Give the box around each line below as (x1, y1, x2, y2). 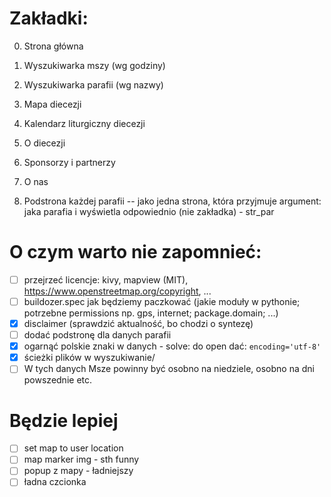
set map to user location (23, 442, 124, 454)
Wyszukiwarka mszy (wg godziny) (23, 59, 166, 71)
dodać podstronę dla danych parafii (23, 329, 172, 341)
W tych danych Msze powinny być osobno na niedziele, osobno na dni (23, 363, 315, 375)
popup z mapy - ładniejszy (23, 465, 134, 477)
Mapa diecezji (23, 98, 82, 110)
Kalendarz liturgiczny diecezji (23, 117, 146, 129)
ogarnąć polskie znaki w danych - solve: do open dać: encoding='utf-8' (23, 340, 322, 352)
